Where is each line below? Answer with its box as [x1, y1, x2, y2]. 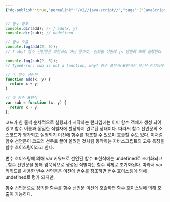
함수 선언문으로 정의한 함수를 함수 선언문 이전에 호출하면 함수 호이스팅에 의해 [5, 185, 157, 191]
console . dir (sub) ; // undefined [5, 31, 73, 36]
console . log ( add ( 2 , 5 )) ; [5, 44, 58, 49]
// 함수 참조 [5, 21, 29, 26]
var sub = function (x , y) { [5, 100, 67, 105]
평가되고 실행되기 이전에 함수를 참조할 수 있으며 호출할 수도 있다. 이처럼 [22, 132, 163, 138]
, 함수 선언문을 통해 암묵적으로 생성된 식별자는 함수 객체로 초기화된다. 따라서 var [5, 161, 163, 167]
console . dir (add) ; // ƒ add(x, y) [5, 26, 78, 31]
